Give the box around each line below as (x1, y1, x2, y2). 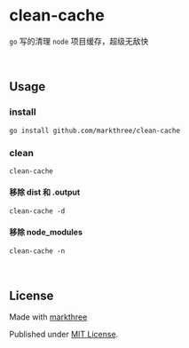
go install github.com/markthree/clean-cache (9, 126, 180, 135)
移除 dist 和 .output (9, 186, 81, 197)
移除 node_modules (9, 226, 83, 237)
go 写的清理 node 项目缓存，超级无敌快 (9, 36, 149, 46)
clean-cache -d (9, 207, 66, 216)
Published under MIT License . (9, 329, 119, 340)
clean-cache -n (9, 247, 66, 256)
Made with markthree (9, 312, 88, 322)
